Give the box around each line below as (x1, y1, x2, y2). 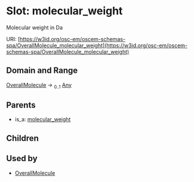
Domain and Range (6, 66, 78, 76)
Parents (6, 100, 36, 110)
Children (6, 133, 39, 143)
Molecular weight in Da (6, 24, 63, 31)
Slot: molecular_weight (6, 4, 123, 18)
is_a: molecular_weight (14, 116, 71, 123)
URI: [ (6, 35, 20, 42)
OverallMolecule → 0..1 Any (6, 81, 72, 90)
